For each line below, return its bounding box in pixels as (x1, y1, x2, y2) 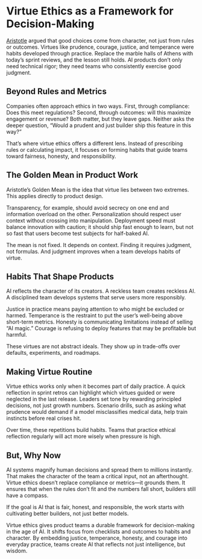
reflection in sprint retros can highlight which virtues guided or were (6, 389, 175, 396)
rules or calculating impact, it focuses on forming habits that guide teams (6, 146, 188, 153)
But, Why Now (6, 450, 62, 460)
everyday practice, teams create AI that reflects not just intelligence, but (6, 541, 186, 548)
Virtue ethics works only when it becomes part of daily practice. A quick (6, 383, 186, 390)
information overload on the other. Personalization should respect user (6, 210, 182, 217)
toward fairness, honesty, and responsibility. (6, 152, 116, 160)
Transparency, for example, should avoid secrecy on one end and (6, 204, 169, 211)
